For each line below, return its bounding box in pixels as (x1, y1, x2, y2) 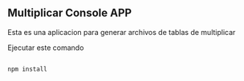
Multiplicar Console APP (7, 6, 132, 20)
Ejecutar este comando (7, 43, 84, 52)
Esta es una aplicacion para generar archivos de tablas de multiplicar (7, 27, 236, 37)
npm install (7, 65, 47, 73)
